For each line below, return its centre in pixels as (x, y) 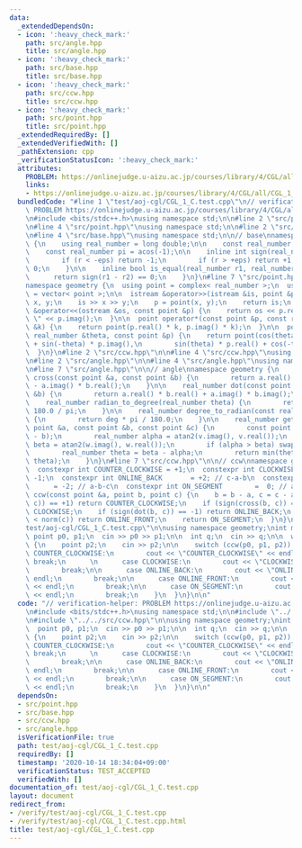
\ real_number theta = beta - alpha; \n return (142, 453)
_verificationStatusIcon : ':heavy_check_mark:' (108, 160)
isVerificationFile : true (66, 738)
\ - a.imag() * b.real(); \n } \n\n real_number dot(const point (159, 386)
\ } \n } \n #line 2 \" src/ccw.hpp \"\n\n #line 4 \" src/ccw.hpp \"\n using (159, 352)
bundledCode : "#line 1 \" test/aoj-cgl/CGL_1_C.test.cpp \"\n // (136, 202)
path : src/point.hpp (64, 118)
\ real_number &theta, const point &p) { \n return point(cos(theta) (162, 336)
